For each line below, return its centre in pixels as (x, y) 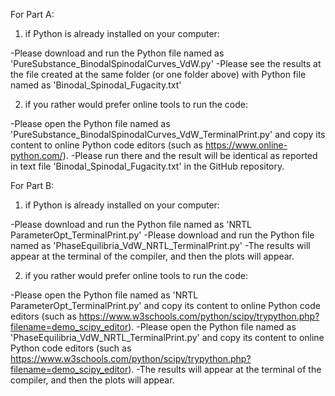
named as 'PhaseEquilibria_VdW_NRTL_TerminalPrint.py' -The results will (160, 245)
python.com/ (36, 155)
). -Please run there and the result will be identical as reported (190, 155)
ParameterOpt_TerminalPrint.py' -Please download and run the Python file (162, 235)
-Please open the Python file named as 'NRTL (104, 295)
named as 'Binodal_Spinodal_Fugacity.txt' (96, 85)
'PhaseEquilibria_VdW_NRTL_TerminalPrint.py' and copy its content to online (167, 337)
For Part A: (32, 14)
